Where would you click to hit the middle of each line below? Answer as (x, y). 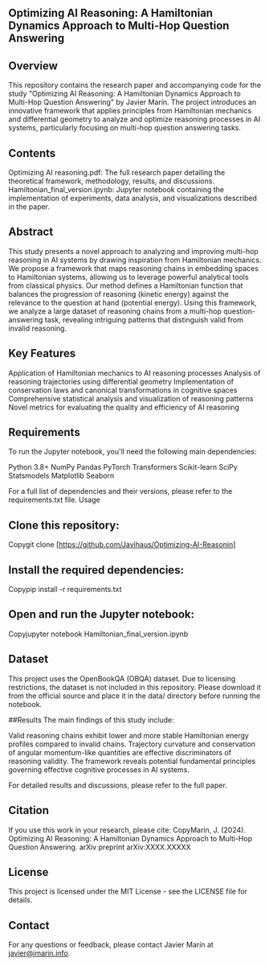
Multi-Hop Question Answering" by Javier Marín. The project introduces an (132, 102)
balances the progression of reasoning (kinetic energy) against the (118, 294)
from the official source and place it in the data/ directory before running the (134, 696)
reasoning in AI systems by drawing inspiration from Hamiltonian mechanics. (135, 260)
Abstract (31, 232)
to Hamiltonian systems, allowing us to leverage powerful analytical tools (128, 277)
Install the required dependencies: (96, 570)
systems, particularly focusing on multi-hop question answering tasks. (125, 128)
